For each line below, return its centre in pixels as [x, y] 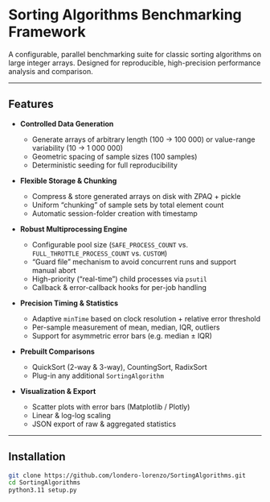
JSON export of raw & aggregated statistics [104, 424]
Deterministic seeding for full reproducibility [105, 165]
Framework [47, 32]
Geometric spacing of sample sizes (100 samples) [115, 156]
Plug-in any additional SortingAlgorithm [98, 375]
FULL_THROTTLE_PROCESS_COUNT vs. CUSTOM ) [100, 253]
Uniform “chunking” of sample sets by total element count [128, 205]
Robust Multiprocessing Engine [74, 229]
